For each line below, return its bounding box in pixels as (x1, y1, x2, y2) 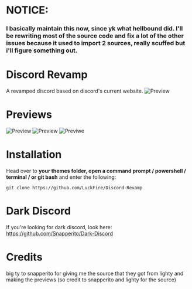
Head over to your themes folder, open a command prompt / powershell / (6, 167, 186, 174)
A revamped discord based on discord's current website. (6, 87, 143, 94)
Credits (6, 250, 43, 264)
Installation (6, 148, 62, 161)
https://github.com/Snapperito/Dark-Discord (6, 230, 113, 237)
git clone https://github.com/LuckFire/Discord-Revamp (6, 185, 143, 191)
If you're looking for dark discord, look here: (6, 223, 112, 230)
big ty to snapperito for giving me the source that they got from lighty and (6, 270, 184, 277)
